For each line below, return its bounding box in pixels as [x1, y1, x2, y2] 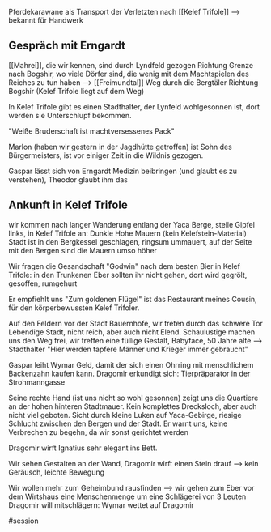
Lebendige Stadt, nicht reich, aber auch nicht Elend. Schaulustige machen [8, 327, 256, 337]
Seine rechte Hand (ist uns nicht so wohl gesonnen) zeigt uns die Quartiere [8, 393, 259, 402]
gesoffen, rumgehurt [8, 279, 78, 288]
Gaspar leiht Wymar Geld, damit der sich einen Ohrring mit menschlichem [8, 360, 254, 369]
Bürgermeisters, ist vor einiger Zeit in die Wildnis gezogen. [8, 150, 204, 160]
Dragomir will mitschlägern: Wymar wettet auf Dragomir [8, 500, 194, 509]
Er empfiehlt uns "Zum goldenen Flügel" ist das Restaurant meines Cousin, [8, 294, 257, 304]
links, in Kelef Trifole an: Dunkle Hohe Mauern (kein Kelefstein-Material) [8, 228, 247, 238]
